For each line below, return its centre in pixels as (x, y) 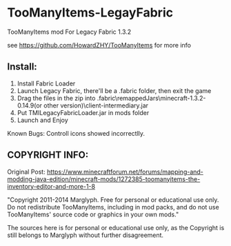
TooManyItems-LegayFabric (90, 13)
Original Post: (27, 172)
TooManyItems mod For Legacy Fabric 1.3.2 (69, 32)
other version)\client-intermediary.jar (96, 105)
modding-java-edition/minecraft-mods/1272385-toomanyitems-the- (104, 179)
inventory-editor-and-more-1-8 (51, 186)
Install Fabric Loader (46, 83)
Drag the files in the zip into (56, 98)
